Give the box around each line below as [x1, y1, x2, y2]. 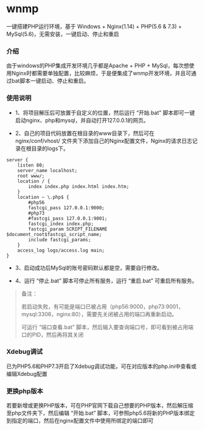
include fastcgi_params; [28, 237, 91, 243]
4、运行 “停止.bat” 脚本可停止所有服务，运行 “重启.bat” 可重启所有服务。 [15, 277, 198, 284]
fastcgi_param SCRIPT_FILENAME [28, 226, 108, 232]
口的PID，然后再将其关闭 [21, 331, 84, 338]
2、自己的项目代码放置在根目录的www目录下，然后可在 [15, 130, 155, 137]
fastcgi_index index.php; [28, 221, 94, 227]
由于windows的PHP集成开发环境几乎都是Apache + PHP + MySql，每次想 [6, 62, 189, 69]
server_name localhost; [17, 167, 78, 173]
